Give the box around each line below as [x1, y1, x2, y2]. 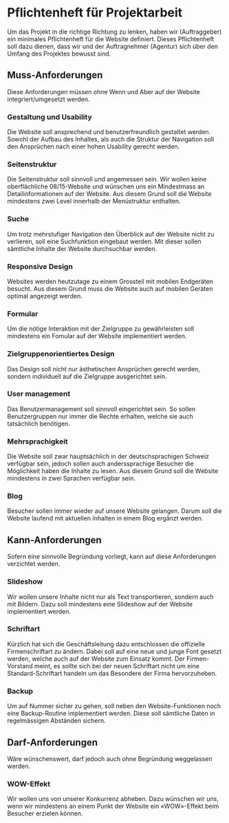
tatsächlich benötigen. [7, 419, 70, 428]
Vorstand [7, 661, 33, 670]
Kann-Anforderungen [7, 534, 102, 546]
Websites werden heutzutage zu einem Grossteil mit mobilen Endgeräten [7, 277, 214, 285]
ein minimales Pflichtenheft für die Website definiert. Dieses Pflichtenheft [7, 34, 215, 43]
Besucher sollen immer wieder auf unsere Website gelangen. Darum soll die [7, 507, 222, 515]
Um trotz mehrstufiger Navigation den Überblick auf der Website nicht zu [7, 230, 215, 238]
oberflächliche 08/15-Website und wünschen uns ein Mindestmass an [7, 182, 205, 190]
